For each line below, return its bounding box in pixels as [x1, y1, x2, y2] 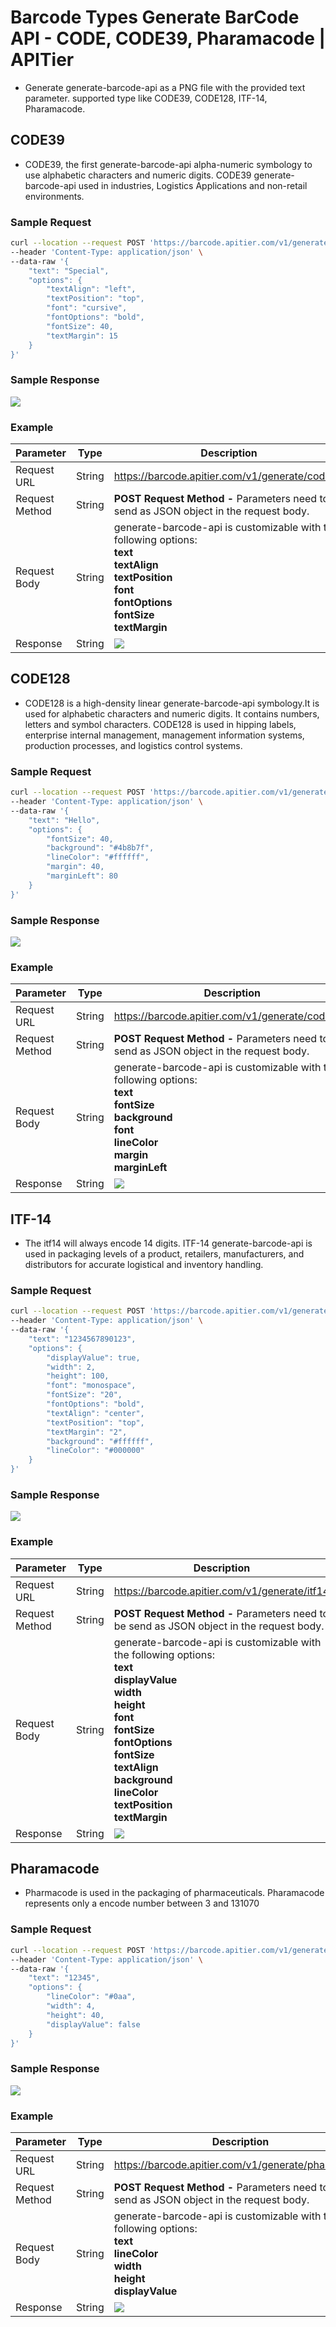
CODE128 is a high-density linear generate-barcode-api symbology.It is [24, 697, 320, 709]
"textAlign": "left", [46, 284, 137, 295]
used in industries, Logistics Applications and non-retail [78, 179, 308, 191]
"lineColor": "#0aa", [46, 1992, 137, 2002]
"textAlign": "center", [46, 1408, 145, 1418]
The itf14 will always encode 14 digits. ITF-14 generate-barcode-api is [24, 1237, 313, 1250]
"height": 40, [46, 2010, 105, 2020]
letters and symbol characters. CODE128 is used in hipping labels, [24, 718, 297, 730]
